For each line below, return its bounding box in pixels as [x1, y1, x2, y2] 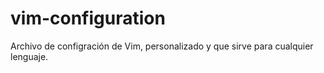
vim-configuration [10, 7, 166, 30]
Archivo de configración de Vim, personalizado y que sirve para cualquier [10, 40, 314, 52]
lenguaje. [10, 50, 49, 62]
